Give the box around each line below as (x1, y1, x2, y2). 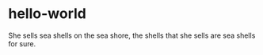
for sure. (8, 38, 36, 48)
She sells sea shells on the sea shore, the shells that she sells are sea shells (8, 31, 256, 40)
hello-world (8, 5, 87, 23)
